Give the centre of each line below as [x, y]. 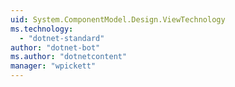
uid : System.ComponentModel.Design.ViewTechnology [118, 19]
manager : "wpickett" [53, 66]
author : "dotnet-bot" [55, 47]
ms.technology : [42, 29]
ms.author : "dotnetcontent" [69, 57]
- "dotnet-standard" [62, 38]
